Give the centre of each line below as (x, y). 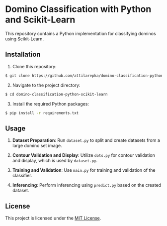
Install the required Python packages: (51, 104)
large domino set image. (37, 146)
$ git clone (17, 76)
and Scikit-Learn (40, 20)
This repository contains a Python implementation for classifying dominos (81, 33)
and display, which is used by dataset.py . (55, 161)
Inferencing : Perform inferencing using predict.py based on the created (87, 185)
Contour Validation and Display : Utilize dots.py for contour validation (83, 155)
